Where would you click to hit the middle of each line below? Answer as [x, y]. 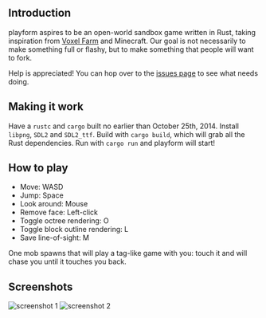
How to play [38, 168]
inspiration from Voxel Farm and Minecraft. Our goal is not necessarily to [127, 41]
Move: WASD [41, 187]
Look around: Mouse [54, 204]
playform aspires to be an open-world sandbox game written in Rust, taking [132, 32]
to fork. [20, 57]
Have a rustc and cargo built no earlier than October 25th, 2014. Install [123, 126]
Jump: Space [41, 195]
